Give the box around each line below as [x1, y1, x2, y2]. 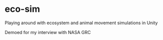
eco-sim [5, 3, 41, 15]
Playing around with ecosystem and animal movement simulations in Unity [5, 20, 158, 26]
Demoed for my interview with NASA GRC [5, 29, 91, 35]
